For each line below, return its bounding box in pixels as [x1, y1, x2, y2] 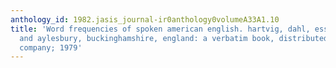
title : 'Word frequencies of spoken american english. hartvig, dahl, [10, 24, 311, 34]
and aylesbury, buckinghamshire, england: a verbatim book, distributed [19, 33, 329, 43]
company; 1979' [19, 42, 83, 53]
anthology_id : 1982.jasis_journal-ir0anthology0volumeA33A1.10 [10, 14, 280, 25]
